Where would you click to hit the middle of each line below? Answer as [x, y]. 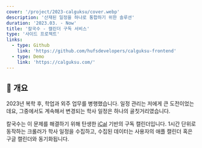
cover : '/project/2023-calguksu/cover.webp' [63, 12]
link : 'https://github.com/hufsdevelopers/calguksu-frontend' [97, 51]
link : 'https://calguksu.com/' [56, 62]
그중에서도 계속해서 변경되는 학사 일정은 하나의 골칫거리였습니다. [95, 111]
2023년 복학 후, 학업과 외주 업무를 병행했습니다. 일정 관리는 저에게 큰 [87, 103]
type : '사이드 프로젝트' [33, 34]
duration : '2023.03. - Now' [42, 23]
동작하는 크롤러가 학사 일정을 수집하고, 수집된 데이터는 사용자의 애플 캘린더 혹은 [99, 131]
